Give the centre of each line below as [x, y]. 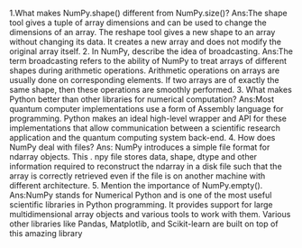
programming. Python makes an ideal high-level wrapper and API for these [148, 118]
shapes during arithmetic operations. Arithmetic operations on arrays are [145, 70]
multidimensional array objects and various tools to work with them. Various [150, 214]
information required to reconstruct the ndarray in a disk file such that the [146, 166]
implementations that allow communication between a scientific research [145, 128]
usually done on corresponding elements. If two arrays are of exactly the [144, 80]
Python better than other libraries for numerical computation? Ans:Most [142, 99]
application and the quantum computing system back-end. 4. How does [142, 138]
